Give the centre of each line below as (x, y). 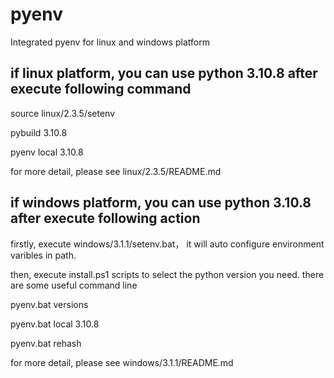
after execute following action (105, 218)
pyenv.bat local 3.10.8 (55, 324)
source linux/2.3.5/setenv (63, 113)
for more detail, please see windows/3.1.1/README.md (122, 362)
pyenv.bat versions (49, 304)
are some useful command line (74, 285)
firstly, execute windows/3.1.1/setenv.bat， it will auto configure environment (167, 244)
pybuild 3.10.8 (39, 132)
